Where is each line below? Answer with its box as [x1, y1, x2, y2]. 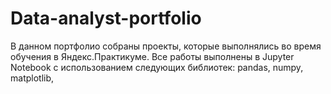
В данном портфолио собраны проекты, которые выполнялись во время [10, 40, 322, 52]
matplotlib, [10, 72, 55, 84]
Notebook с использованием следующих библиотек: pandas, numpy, [10, 61, 304, 73]
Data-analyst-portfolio [10, 7, 202, 30]
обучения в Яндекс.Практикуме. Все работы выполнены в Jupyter [10, 50, 295, 62]
